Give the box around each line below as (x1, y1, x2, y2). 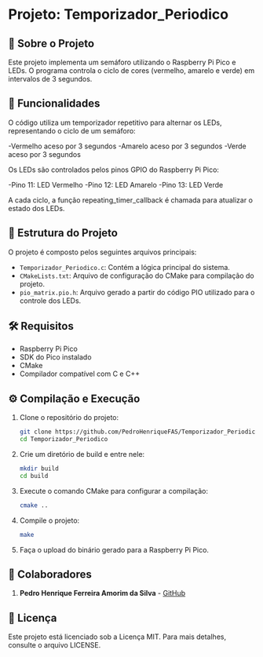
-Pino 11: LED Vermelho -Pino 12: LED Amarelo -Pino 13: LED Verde (8, 180, 224, 189)
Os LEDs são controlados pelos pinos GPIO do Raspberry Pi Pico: (8, 165, 220, 174)
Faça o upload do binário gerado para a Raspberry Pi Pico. (19, 545, 210, 554)
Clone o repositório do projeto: (19, 413, 119, 422)
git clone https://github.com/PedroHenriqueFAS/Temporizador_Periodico (19, 428, 259, 436)
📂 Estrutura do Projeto (8, 226, 118, 240)
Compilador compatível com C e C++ (19, 369, 140, 378)
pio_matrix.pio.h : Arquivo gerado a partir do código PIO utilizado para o (19, 287, 255, 297)
